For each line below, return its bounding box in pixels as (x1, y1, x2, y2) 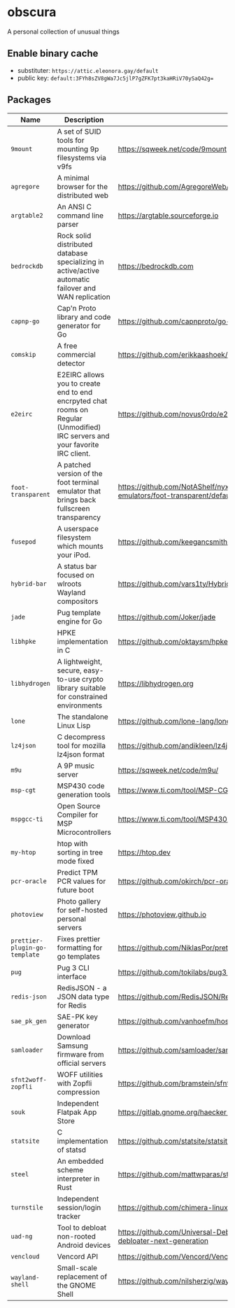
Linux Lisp (57, 720, 91, 730)
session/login (57, 1202, 101, 1212)
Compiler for (57, 810, 99, 820)
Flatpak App (57, 1107, 97, 1117)
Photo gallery (57, 896, 101, 906)
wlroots (57, 579, 82, 589)
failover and (57, 283, 97, 293)
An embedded (57, 1156, 104, 1166)
